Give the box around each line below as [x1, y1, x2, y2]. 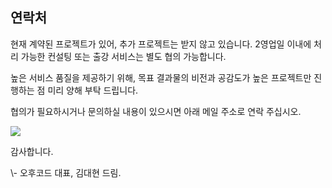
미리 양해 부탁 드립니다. [47, 84, 139, 96]
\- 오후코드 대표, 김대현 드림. [10, 166, 122, 178]
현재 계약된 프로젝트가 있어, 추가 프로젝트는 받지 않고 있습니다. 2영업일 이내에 [10, 38, 312, 50]
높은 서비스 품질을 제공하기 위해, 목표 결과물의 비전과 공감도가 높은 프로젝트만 [10, 71, 312, 83]
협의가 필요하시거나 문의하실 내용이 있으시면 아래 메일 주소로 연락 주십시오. [10, 105, 302, 117]
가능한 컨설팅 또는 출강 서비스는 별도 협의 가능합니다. [20, 50, 227, 62]
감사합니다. [10, 145, 54, 157]
